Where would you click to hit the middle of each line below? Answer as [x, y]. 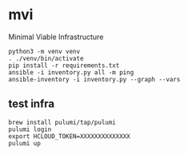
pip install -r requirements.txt [64, 66]
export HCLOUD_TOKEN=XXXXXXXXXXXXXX [69, 136]
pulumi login [30, 129]
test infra [31, 104]
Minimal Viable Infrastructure [56, 37]
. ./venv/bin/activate [46, 58]
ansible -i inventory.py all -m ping [71, 72]
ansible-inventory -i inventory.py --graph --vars [94, 79]
